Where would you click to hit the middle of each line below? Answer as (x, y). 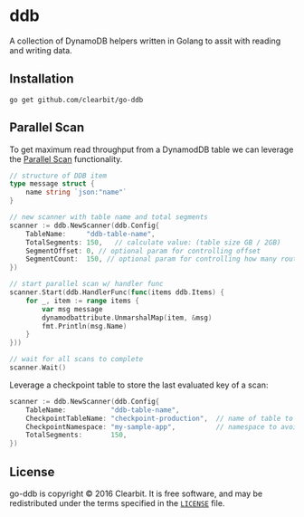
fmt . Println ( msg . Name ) (85, 326)
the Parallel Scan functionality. (66, 158)
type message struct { (52, 184)
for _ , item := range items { (83, 301)
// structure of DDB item (58, 176)
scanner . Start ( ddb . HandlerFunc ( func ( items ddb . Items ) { (117, 292)
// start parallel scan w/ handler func (87, 284)
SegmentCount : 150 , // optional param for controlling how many (152, 259)
